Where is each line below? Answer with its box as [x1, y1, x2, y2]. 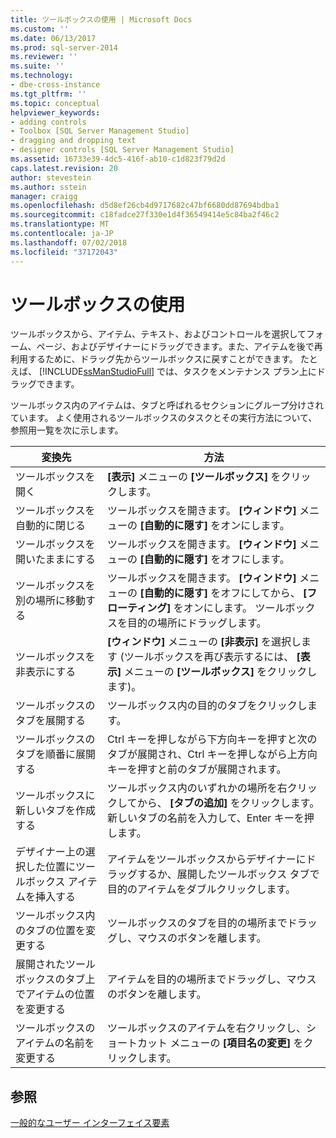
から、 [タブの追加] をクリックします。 [136, 796, 320, 810]
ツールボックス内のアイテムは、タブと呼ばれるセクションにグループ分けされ [10, 399, 325, 411]
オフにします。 [220, 552, 290, 566]
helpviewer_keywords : [10, 107, 101, 118]
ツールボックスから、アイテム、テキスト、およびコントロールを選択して [10, 328, 307, 340]
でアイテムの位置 [15, 987, 95, 1001]
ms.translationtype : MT [10, 219, 110, 230]
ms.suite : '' [10, 61, 65, 71]
